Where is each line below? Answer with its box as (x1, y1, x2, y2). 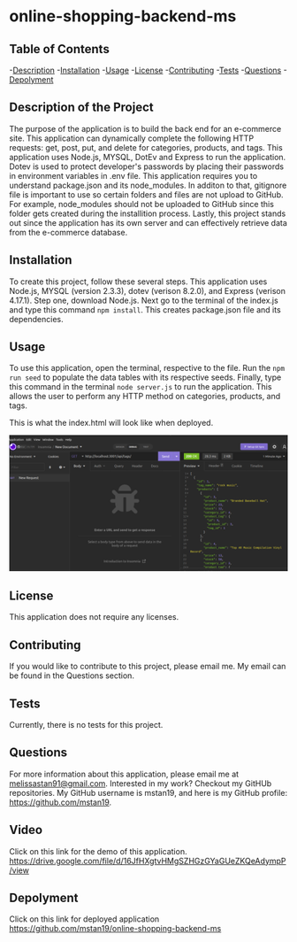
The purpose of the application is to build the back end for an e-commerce (9, 123, 282, 134)
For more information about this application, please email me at (9, 768, 240, 779)
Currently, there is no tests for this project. (9, 719, 164, 730)
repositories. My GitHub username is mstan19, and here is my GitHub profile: (9, 787, 288, 798)
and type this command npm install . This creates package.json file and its (9, 304, 281, 315)
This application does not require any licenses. (9, 612, 179, 622)
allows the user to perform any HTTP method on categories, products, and (9, 391, 281, 402)
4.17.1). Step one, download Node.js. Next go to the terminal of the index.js (9, 295, 278, 305)
